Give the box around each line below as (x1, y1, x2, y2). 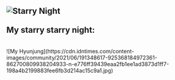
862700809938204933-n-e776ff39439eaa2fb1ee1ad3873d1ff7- (6, 60, 169, 67)
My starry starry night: (6, 25, 95, 35)
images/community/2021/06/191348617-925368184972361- (6, 54, 158, 61)
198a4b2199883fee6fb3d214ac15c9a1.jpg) (6, 67, 113, 74)
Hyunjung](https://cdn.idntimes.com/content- (19, 47, 135, 55)
